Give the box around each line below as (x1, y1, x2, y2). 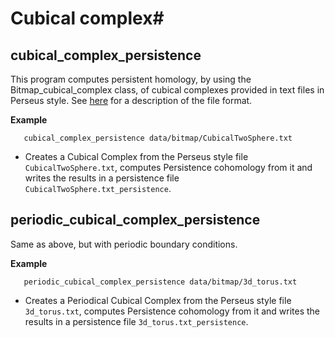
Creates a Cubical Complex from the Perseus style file (24, 151, 249, 162)
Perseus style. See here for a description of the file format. (10, 95, 253, 106)
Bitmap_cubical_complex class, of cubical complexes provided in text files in (10, 84, 325, 96)
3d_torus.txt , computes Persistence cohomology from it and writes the (24, 305, 321, 317)
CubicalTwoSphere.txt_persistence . (24, 183, 172, 194)
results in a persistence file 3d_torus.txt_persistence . (24, 315, 249, 327)
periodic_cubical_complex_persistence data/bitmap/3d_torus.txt (23, 277, 298, 287)
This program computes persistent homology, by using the (10, 73, 252, 85)
